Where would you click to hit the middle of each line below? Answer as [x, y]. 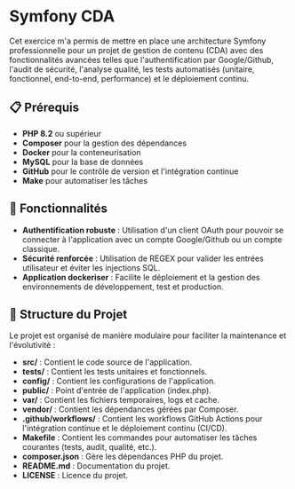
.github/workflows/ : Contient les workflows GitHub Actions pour [142, 419]
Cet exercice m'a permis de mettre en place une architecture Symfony [138, 41]
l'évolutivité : [32, 345]
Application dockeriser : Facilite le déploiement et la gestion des [141, 277]
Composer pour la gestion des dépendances [104, 143]
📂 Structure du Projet [68, 314]
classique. [41, 248]
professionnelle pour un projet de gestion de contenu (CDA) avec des [136, 50]
